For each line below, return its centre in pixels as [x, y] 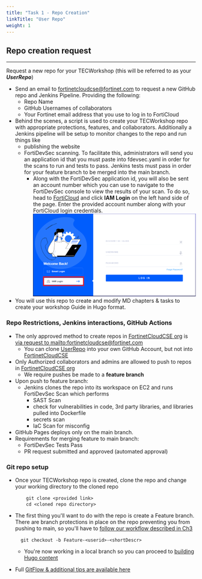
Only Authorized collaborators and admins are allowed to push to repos [103, 361]
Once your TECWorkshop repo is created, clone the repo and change [101, 480]
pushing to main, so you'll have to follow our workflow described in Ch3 [104, 528]
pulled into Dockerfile [59, 413]
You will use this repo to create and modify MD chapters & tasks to [97, 301]
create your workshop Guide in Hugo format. [70, 307]
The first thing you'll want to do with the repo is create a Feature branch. [105, 516]
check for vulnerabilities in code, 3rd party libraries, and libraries [113, 407]
